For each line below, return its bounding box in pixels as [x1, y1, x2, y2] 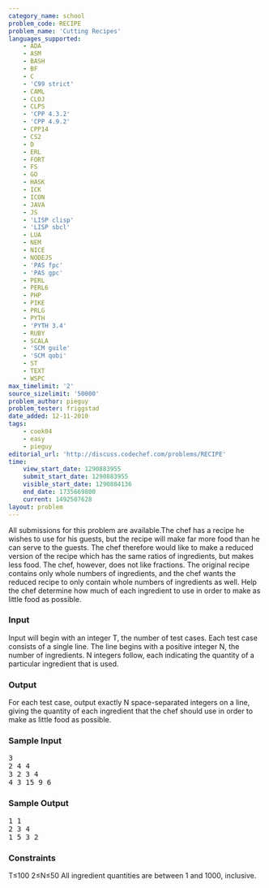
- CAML [23, 87, 45, 96]
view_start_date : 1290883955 [23, 465, 122, 474]
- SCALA [23, 336, 49, 345]
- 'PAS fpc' [23, 261, 63, 269]
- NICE [23, 246, 45, 254]
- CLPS [23, 102, 45, 110]
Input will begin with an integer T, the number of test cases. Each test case [8, 633, 258, 643]
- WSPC [23, 375, 45, 383]
